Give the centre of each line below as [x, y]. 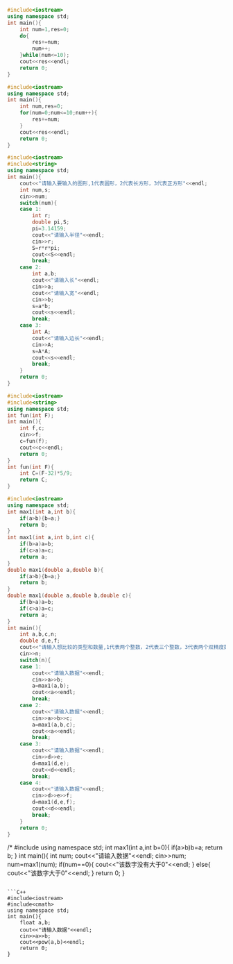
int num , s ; [35, 190]
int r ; [42, 216]
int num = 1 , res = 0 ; [45, 29]
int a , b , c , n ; [38, 634]
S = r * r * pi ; [46, 248]
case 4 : [31, 783]
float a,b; [35, 923]
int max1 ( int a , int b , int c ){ [51, 538]
